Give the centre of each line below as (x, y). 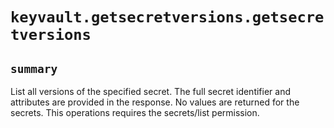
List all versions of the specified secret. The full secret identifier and (150, 91)
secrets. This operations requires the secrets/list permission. (135, 112)
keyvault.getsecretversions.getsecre (167, 17)
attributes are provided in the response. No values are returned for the (155, 102)
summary (34, 68)
